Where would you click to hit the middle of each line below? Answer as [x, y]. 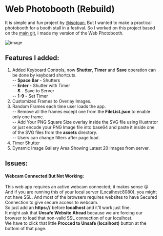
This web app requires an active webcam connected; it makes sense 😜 [77, 187]
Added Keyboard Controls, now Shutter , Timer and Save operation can [84, 70]
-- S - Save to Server [33, 91]
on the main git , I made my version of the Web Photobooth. [64, 33]
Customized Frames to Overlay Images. [52, 101]
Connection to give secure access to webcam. [52, 203]
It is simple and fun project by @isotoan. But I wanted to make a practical [79, 23]
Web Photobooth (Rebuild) [60, 9]
